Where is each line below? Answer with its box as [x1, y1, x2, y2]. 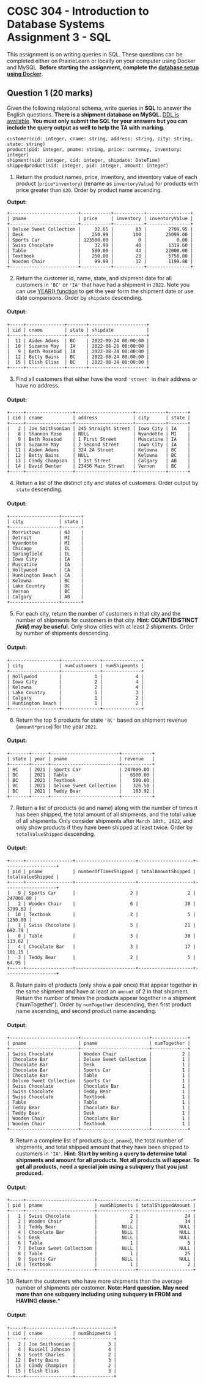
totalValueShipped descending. [15, 830, 95, 838]
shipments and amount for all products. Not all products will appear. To [15, 1157, 200, 1164]
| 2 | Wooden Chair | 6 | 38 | [7, 900, 196, 907]
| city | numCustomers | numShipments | [7, 662, 144, 669]
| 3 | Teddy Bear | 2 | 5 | [7, 954, 196, 960]
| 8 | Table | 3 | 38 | [7, 933, 196, 939]
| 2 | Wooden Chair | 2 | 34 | [7, 1218, 196, 1225]
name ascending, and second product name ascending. [15, 1007, 156, 1014]
